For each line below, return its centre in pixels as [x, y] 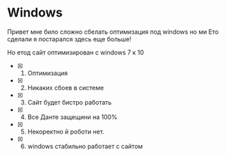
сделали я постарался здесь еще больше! [69, 39]
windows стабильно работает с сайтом [85, 146]
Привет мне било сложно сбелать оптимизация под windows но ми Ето [113, 32]
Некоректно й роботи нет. [66, 132]
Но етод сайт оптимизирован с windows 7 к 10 [76, 52]
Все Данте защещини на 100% [72, 117]
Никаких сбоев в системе [66, 87]
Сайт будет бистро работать [69, 102]
